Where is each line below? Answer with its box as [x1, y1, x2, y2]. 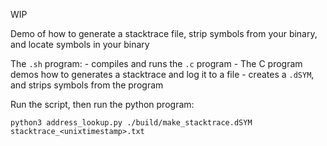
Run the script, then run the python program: [10, 99, 195, 110]
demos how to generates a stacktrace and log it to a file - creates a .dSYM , [10, 69, 315, 80]
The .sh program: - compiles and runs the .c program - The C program [10, 58, 303, 69]
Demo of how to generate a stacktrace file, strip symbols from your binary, [10, 28, 318, 39]
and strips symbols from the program [10, 79, 164, 91]
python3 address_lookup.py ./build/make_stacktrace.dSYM [10, 118, 253, 128]
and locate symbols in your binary [10, 39, 150, 50]
